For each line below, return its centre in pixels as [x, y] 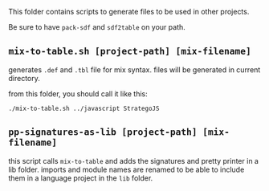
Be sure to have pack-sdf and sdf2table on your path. [97, 27]
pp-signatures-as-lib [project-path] [103, 132]
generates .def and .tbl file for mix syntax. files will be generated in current [134, 69]
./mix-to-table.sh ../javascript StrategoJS [84, 108]
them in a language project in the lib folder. [81, 178]
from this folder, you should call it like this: [78, 93]
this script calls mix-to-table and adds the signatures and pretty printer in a [134, 161]
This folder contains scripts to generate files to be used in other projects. [129, 12]
